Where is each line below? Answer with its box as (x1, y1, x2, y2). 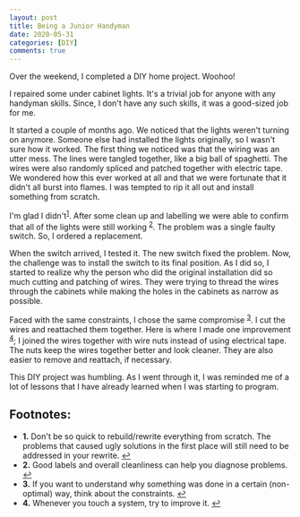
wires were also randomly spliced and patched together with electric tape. (9, 163, 284, 174)
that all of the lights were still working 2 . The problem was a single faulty (9, 220, 276, 232)
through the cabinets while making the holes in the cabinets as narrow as (9, 286, 279, 297)
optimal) (21, 487, 54, 498)
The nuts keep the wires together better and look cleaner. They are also (9, 344, 274, 355)
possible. (9, 296, 43, 306)
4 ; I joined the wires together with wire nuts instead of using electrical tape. (9, 333, 287, 346)
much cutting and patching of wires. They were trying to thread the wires (9, 277, 279, 288)
